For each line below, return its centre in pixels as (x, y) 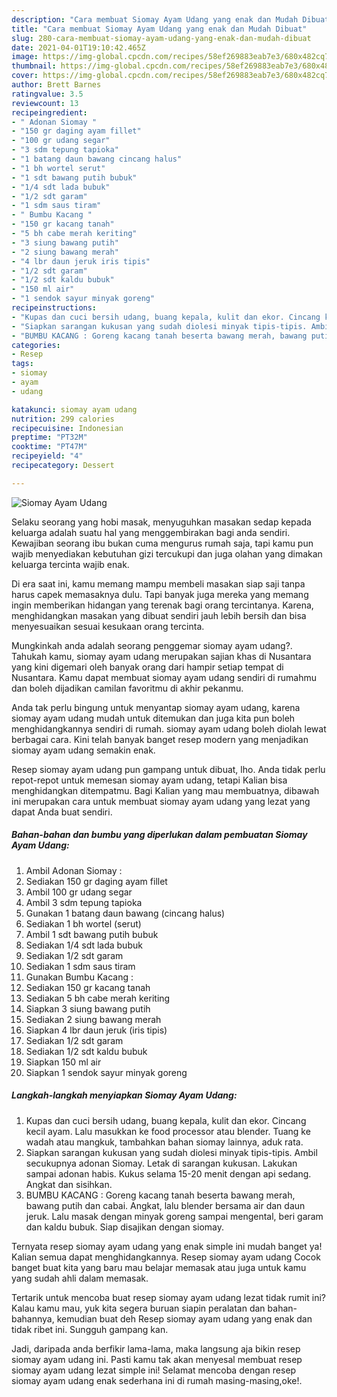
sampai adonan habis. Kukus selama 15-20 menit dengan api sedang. (168, 1173)
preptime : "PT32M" (49, 437)
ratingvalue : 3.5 (47, 94)
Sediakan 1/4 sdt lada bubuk (84, 945)
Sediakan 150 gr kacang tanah (88, 987)
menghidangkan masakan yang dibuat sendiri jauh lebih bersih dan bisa (159, 615)
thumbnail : (34, 66)
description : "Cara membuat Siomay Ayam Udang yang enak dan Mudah (155, 19)
